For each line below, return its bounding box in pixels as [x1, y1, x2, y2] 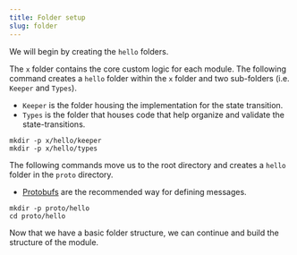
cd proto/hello [9, 211, 66, 220]
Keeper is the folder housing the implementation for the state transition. [21, 99, 284, 110]
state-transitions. [21, 118, 86, 130]
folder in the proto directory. [9, 169, 114, 180]
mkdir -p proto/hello [9, 203, 90, 213]
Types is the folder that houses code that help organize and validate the [21, 109, 284, 120]
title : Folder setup [9, 13, 87, 22]
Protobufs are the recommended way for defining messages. [21, 186, 248, 197]
